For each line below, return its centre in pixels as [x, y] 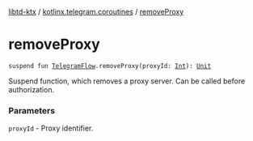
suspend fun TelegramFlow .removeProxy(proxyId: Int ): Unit [110, 66]
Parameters [32, 110]
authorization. [32, 89]
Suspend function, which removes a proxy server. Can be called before [127, 81]
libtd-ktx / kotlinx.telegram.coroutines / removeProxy [96, 12]
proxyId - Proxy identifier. [51, 128]
